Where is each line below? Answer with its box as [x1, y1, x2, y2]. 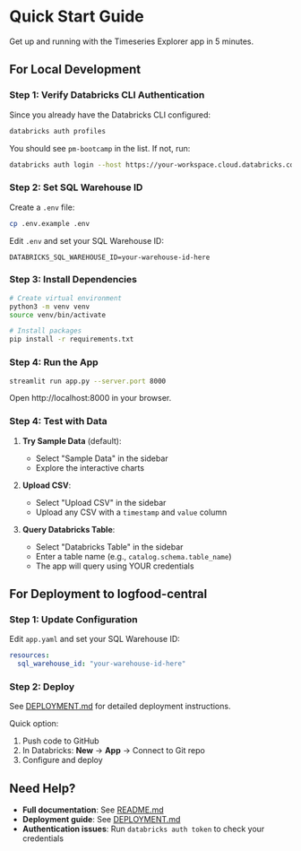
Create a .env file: [9, 202, 75, 213]
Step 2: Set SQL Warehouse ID [9, 181, 143, 194]
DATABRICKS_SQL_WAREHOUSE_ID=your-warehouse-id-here [9, 253, 211, 262]
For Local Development [9, 62, 142, 77]
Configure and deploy [21, 755, 103, 766]
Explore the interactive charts [35, 462, 145, 473]
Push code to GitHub [21, 735, 100, 746]
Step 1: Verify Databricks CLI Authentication [9, 89, 205, 101]
